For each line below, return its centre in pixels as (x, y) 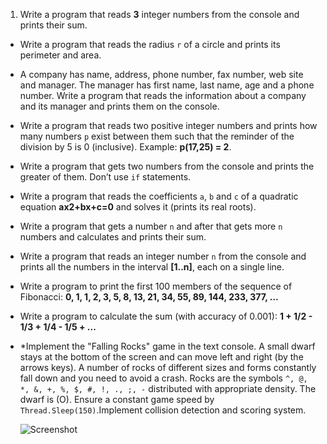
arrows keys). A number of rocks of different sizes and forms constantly (168, 367)
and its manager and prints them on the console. (119, 106)
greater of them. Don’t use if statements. (105, 177)
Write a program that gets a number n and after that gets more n (151, 226)
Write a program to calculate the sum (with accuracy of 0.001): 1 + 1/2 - (166, 316)
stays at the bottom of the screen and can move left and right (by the (161, 357)
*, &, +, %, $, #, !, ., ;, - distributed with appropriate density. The (168, 388)
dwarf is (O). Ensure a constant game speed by (117, 399)
